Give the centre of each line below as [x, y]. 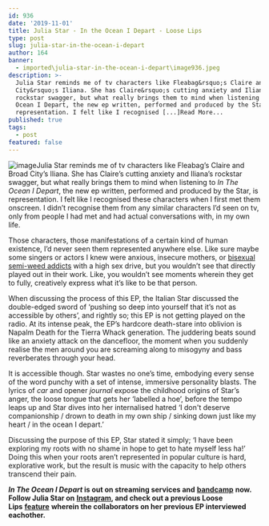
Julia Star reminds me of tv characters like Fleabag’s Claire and [141, 165]
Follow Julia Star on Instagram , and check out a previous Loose [116, 498]
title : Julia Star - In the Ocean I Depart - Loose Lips [105, 30]
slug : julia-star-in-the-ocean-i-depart [77, 46]
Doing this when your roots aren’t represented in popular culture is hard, [127, 456]
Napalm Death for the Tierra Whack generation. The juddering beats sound [132, 332]
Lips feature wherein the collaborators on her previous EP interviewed [127, 506]
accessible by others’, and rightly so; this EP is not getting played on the [127, 315]
